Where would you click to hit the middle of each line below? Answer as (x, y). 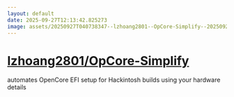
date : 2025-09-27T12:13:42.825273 (57, 20)
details (17, 87)
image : (17, 26)
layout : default (31, 14)
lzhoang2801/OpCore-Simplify (98, 61)
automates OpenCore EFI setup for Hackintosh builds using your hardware (114, 80)
